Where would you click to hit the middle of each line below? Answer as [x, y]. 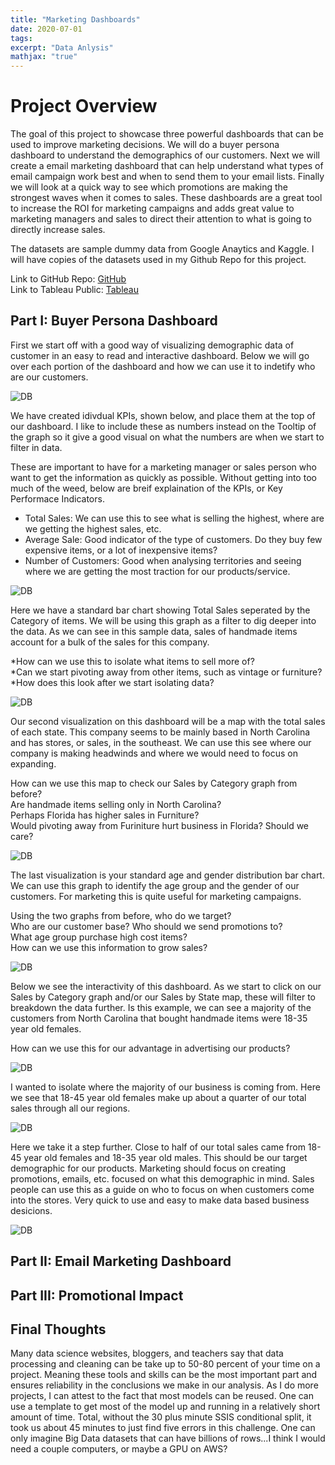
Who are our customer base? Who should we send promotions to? [146, 926]
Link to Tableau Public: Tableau [75, 290]
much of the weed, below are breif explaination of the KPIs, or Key [146, 488]
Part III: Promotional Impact [97, 1295]
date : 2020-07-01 [46, 29]
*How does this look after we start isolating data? [112, 682]
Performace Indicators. [57, 498]
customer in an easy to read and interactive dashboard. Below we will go [160, 355]
